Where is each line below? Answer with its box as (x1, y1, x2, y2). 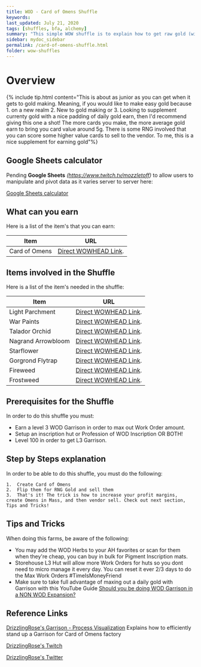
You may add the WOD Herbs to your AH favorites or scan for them (14, 546, 181, 554)
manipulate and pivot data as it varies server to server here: (6, 178, 153, 185)
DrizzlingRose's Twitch (6, 642, 63, 650)
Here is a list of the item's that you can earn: (6, 223, 115, 230)
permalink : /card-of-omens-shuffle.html (6, 43, 109, 49)
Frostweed (9, 376, 39, 384)
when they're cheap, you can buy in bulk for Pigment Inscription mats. (14, 552, 188, 560)
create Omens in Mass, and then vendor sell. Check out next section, (6, 497, 186, 503)
